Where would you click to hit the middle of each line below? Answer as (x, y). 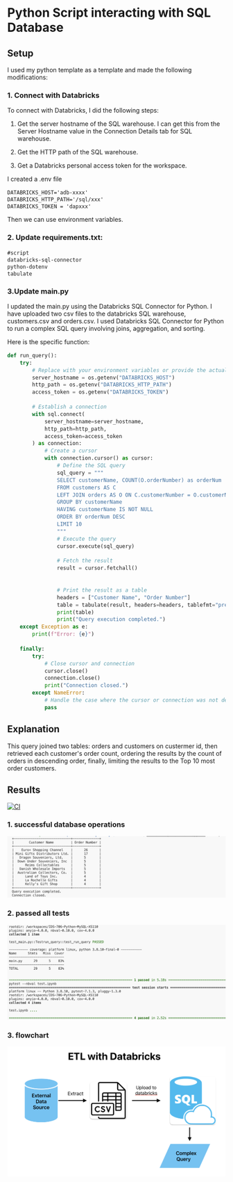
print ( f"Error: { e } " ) (63, 634)
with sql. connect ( (59, 414)
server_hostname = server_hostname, (94, 421)
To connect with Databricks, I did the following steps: (83, 111)
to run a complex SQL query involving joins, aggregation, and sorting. (106, 328)
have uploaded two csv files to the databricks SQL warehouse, (97, 314)
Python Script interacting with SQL (109, 13)
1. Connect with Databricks (53, 95)
